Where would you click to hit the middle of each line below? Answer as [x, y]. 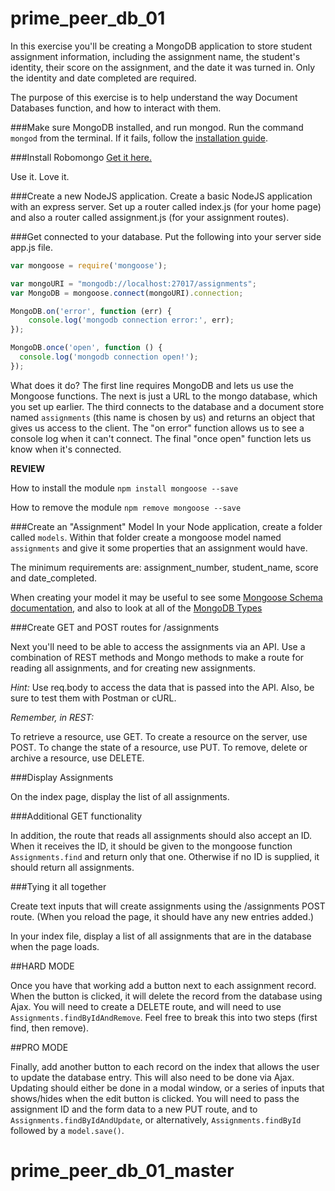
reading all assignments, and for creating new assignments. [133, 668]
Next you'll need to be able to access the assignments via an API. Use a [158, 646]
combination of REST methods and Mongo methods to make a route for [157, 657]
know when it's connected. [66, 449]
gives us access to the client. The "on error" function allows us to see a [157, 428]
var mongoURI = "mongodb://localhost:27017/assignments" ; [133, 283]
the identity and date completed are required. [103, 78]
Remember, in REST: [52, 717]
